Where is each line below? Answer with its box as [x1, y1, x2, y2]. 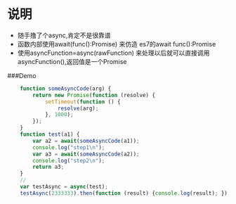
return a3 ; [32, 163, 65, 171]
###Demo [7, 71, 37, 79]
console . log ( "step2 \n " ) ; [32, 157, 105, 164]
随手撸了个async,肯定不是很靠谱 [17, 31, 111, 39]
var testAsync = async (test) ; [20, 184, 109, 191]
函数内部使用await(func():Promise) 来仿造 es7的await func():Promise [17, 39, 216, 48]
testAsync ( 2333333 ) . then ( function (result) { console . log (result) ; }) [20, 189, 228, 197]
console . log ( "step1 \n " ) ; [32, 144, 105, 151]
